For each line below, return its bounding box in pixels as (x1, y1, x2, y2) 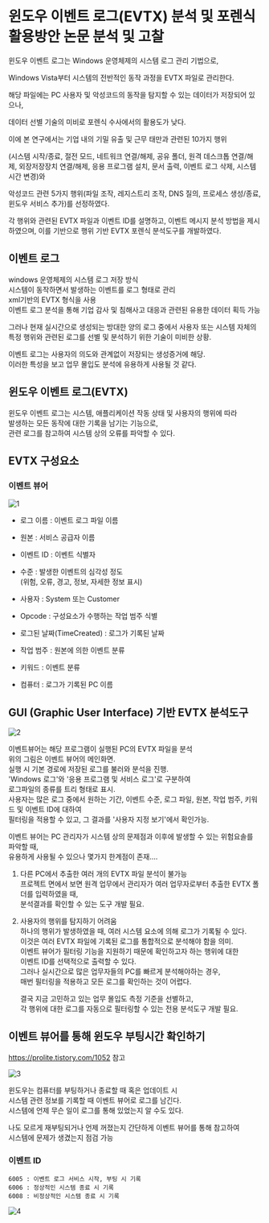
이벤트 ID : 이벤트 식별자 (19, 549, 96, 560)
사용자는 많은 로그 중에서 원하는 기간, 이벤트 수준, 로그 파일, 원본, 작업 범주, (8, 794, 243, 804)
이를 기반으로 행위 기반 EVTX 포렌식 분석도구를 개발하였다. (38, 226, 222, 235)
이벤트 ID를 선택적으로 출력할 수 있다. (19, 956, 137, 967)
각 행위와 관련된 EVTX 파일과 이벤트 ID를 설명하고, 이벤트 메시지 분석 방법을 (8, 215, 246, 226)
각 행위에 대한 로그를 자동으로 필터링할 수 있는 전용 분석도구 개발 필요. (19, 1004, 238, 1014)
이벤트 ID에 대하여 (25, 805, 82, 815)
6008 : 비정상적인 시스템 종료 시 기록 (8, 1192, 120, 1200)
